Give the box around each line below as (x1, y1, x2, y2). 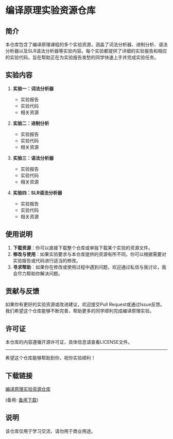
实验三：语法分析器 (12, 155, 54, 161)
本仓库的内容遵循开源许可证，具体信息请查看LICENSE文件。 (5, 339, 133, 345)
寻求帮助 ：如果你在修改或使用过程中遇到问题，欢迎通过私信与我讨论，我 (12, 264, 166, 270)
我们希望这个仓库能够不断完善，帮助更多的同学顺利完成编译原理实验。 (5, 308, 154, 314)
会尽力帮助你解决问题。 (12, 270, 63, 276)
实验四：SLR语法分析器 (12, 189, 63, 196)
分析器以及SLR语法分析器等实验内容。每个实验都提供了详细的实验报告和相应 (5, 48, 167, 54)
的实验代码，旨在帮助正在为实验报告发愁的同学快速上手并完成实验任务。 (5, 55, 159, 60)
